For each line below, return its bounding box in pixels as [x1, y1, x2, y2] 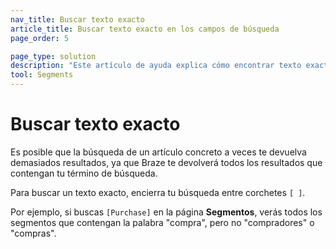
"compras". [10, 227, 57, 239]
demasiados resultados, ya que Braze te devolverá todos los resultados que [10, 156, 323, 168]
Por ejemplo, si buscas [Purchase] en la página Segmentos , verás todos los [10, 206, 323, 218]
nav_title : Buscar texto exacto [10, 14, 145, 25]
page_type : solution [10, 51, 97, 61]
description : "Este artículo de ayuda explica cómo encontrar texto [10, 61, 302, 71]
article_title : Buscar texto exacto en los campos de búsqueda [10, 24, 280, 34]
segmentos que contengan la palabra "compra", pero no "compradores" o [10, 216, 315, 228]
